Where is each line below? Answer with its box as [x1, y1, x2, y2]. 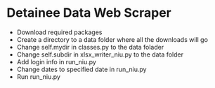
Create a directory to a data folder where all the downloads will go [16, 35, 209, 43]
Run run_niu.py [16, 72, 61, 81]
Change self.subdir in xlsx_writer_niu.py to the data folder [16, 50, 184, 59]
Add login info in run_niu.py [16, 57, 96, 66]
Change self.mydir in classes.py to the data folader [16, 43, 164, 51]
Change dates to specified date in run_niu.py [16, 65, 147, 73]
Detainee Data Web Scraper [6, 5, 171, 21]
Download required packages [16, 28, 103, 36]
